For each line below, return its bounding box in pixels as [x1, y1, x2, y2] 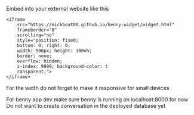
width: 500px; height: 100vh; [17, 48, 93, 54]
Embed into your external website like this [6, 5, 109, 12]
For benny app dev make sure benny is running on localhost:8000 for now [6, 96, 189, 103]
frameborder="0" [17, 27, 58, 33]
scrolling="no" [17, 32, 55, 38]
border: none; [17, 53, 52, 59]
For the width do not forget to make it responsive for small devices [6, 85, 170, 91]
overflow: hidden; [17, 58, 63, 64]
